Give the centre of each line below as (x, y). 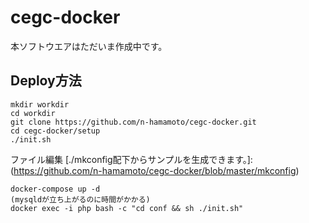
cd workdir (33, 113)
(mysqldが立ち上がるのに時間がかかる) (80, 199)
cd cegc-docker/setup (55, 131)
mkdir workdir (40, 104)
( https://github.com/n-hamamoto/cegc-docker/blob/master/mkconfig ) (155, 170)
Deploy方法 (46, 81)
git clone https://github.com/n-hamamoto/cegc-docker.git (133, 122)
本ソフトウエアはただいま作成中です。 (89, 46)
